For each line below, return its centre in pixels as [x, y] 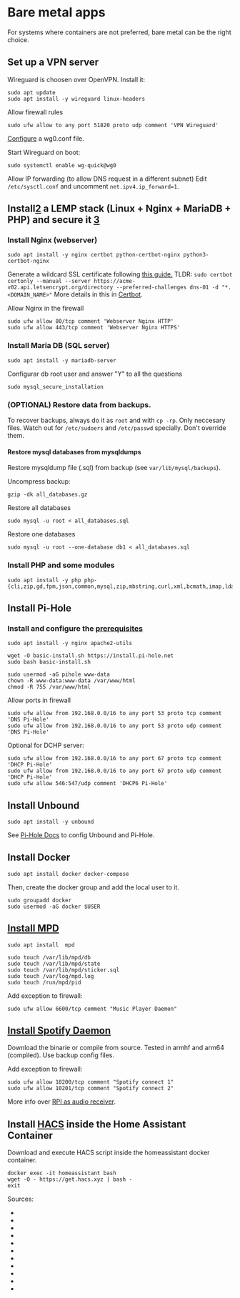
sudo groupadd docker [40, 900]
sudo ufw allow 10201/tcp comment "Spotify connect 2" [91, 1089]
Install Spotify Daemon [59, 1030]
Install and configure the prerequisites [75, 628]
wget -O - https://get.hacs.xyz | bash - [70, 1179]
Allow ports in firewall [39, 700]
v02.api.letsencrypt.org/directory [60, 288]
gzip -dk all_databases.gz [47, 495]
